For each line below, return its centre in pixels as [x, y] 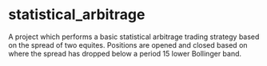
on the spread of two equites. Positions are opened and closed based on [128, 45]
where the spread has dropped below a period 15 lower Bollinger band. [125, 53]
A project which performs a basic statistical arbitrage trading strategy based [134, 37]
